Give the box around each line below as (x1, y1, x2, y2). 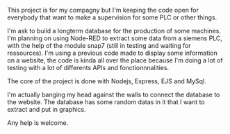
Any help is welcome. (7, 119, 69, 127)
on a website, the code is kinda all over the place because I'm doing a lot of (7, 56, 224, 65)
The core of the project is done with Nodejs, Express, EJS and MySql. (7, 77, 206, 85)
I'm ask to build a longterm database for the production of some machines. (7, 27, 221, 35)
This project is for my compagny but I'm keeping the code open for (7, 6, 199, 14)
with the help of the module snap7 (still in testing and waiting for (7, 42, 191, 49)
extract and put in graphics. (7, 106, 86, 113)
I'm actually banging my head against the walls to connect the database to (7, 90, 220, 99)
